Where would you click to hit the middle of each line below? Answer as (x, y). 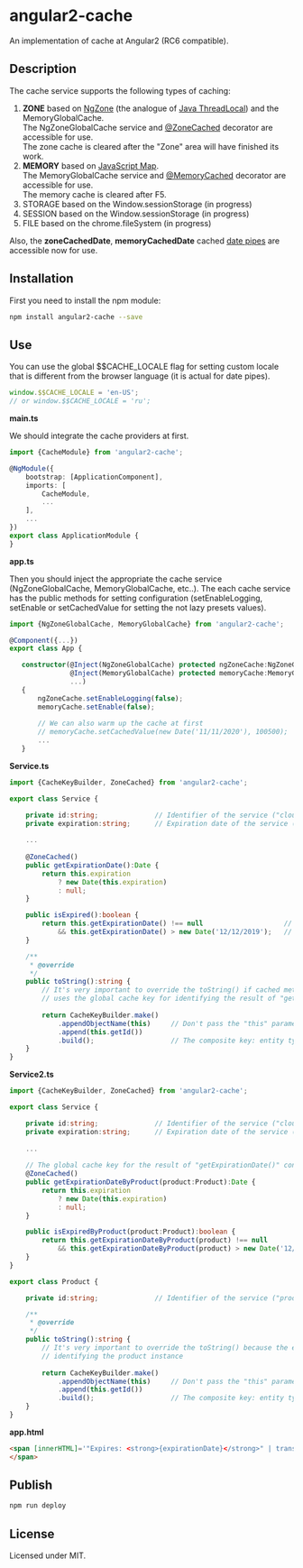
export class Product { (54, 1281)
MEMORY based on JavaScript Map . (91, 165)
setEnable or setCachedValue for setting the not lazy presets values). (138, 607)
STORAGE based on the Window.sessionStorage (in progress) (137, 204)
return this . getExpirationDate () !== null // (167, 924)
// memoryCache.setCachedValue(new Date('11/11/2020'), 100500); (163, 732)
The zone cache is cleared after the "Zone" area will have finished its (151, 146)
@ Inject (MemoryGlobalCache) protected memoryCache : (169, 674)
